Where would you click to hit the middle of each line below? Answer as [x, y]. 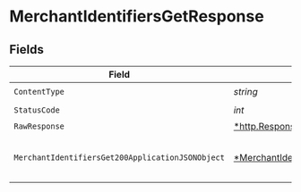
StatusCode [37, 110]
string [245, 91]
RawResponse [39, 126]
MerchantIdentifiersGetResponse [137, 17]
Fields [27, 50]
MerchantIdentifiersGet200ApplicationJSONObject [120, 158]
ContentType [39, 92]
